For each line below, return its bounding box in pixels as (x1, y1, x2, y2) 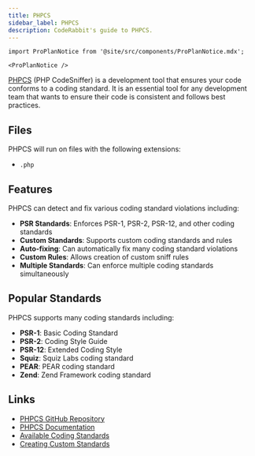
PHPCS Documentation (19, 422, 95, 432)
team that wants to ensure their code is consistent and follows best (8, 92, 226, 102)
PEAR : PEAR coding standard (19, 361, 116, 371)
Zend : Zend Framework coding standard (19, 370, 151, 379)
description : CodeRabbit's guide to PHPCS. (8, 26, 153, 34)
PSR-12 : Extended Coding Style (19, 345, 123, 354)
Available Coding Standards (19, 431, 110, 440)
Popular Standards (8, 292, 102, 305)
